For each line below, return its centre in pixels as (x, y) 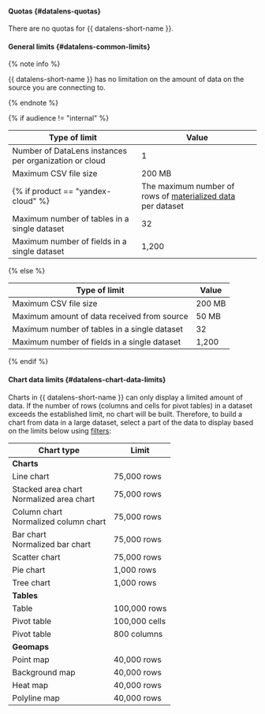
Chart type (59, 450)
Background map (44, 672)
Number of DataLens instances (70, 151)
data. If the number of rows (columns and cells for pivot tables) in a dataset (131, 405)
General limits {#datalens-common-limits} (79, 46)
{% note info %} (34, 64)
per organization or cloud (59, 161)
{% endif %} (28, 362)
